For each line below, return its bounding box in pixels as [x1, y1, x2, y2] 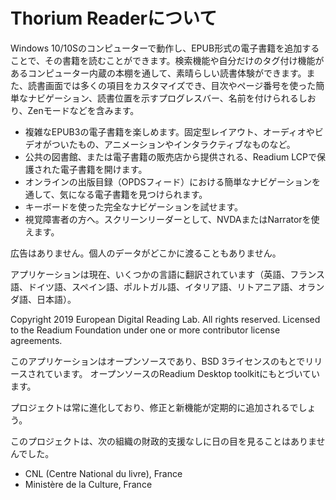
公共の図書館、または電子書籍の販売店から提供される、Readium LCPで [24, 150, 317, 163]
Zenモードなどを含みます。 [27, 104, 140, 116]
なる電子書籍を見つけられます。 [76, 188, 208, 200]
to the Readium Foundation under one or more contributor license [10, 324, 281, 336]
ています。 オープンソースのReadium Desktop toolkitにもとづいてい [44, 367, 320, 379]
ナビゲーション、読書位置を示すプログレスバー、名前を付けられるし [27, 92, 308, 104]
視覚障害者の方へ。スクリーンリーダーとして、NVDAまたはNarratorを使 [24, 213, 320, 225]
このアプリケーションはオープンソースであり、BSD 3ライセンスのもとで [10, 355, 306, 367]
